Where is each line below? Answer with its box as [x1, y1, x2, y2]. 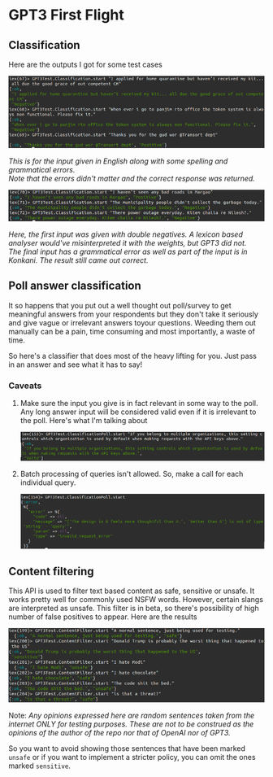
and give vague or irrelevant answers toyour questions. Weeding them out [8, 317, 256, 327]
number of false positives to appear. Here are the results [8, 612, 197, 622]
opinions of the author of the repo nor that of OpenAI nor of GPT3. [8, 727, 231, 737]
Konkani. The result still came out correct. [8, 255, 149, 265]
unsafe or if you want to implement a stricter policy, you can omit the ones [8, 752, 256, 762]
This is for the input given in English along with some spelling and [8, 156, 228, 166]
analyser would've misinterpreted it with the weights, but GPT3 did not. [8, 238, 247, 247]
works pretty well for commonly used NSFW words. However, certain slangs [8, 595, 264, 605]
